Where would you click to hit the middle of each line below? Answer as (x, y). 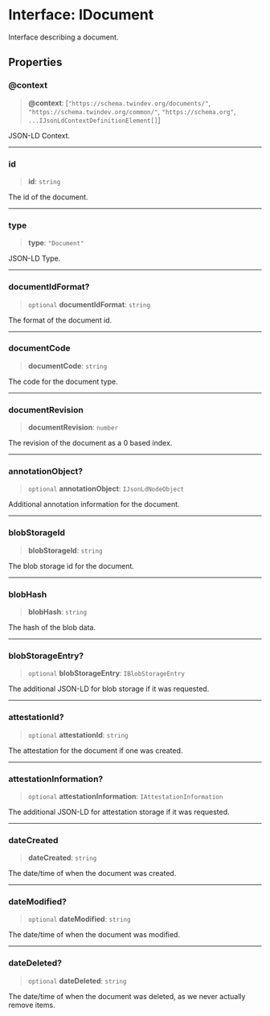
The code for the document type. (63, 381)
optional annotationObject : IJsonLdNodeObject (106, 489)
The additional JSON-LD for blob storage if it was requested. (109, 689)
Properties (35, 62)
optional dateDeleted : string (77, 981)
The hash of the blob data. (52, 627)
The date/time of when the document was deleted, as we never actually (127, 996)
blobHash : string (57, 612)
